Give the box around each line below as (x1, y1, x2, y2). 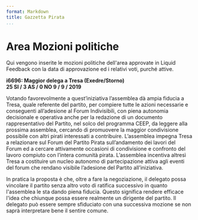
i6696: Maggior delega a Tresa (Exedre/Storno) (6, 77, 125, 84)
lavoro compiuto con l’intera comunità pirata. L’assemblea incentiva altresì (6, 152, 186, 159)
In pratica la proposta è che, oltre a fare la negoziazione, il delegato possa (6, 176, 186, 183)
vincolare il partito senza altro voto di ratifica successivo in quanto (6, 182, 168, 189)
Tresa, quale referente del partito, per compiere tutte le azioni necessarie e (6, 101, 189, 109)
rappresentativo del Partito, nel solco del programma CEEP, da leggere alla (6, 120, 188, 127)
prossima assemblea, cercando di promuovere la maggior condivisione (6, 126, 179, 133)
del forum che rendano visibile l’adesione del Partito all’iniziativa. (6, 164, 164, 171)
